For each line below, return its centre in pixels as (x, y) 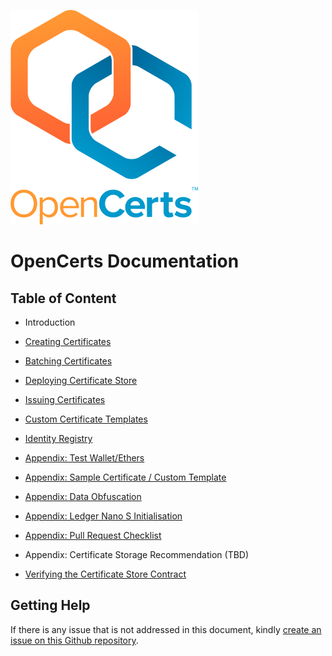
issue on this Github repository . (74, 640)
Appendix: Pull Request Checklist (93, 535)
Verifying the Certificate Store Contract (105, 574)
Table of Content (63, 298)
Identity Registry (58, 438)
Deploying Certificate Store (81, 380)
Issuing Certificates (65, 399)
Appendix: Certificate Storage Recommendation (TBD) (137, 554)
